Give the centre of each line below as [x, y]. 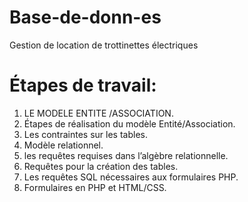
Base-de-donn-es [85, 17]
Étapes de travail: [83, 85]
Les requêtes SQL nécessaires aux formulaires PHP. [131, 177]
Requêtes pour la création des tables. [101, 166]
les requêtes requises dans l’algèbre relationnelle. [126, 155]
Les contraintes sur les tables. [85, 134]
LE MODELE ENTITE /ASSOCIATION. [98, 113]
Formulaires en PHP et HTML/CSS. [95, 187]
